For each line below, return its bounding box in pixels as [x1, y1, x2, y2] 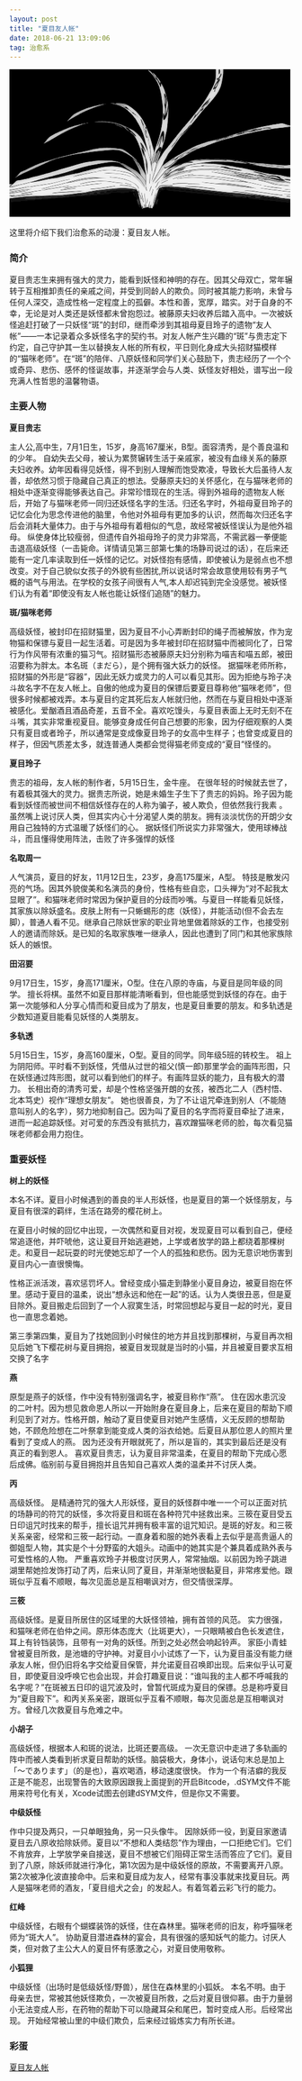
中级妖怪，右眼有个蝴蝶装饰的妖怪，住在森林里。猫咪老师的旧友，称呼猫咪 [9, 1921, 285, 1931]
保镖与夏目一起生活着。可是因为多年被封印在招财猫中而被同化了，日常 [32, 637, 293, 648]
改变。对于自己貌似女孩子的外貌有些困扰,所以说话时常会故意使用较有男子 [9, 565, 280, 576]
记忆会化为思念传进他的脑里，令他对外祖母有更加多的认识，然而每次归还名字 [9, 509, 293, 520]
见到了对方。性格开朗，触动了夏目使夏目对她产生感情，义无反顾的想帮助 [16, 1414, 285, 1425]
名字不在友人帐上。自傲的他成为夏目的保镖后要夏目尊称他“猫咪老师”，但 [24, 682, 292, 693]
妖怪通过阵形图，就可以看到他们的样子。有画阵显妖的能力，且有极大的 [16, 1072, 277, 1083]
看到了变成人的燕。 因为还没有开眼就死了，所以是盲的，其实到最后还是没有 [9, 1437, 288, 1448]
